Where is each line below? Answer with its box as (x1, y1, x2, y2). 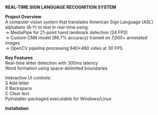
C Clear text (5, 91, 30, 96)
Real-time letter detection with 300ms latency (5, 60, 98, 66)
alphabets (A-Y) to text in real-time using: (5, 24, 89, 30)
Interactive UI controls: (5, 75, 52, 80)
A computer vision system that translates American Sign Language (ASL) (5, 19, 154, 25)
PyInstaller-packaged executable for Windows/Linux (5, 96, 112, 102)
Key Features (5, 55, 33, 61)
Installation (5, 106, 29, 111)
